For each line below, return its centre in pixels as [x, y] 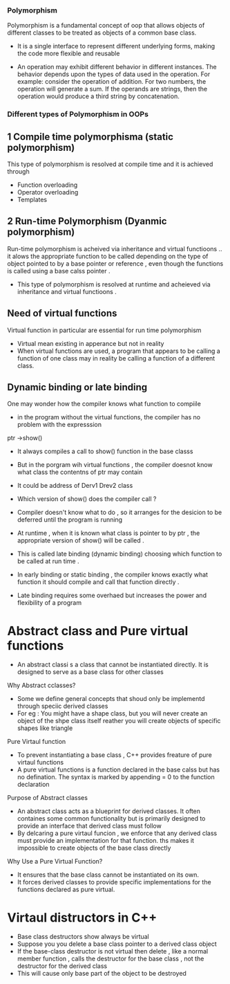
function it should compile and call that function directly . [98, 582]
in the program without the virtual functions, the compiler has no [109, 417]
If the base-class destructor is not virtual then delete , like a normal [113, 951]
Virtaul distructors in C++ [82, 917]
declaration [33, 785]
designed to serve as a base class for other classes [90, 672]
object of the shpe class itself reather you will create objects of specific [119, 721]
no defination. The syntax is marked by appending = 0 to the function [116, 777]
